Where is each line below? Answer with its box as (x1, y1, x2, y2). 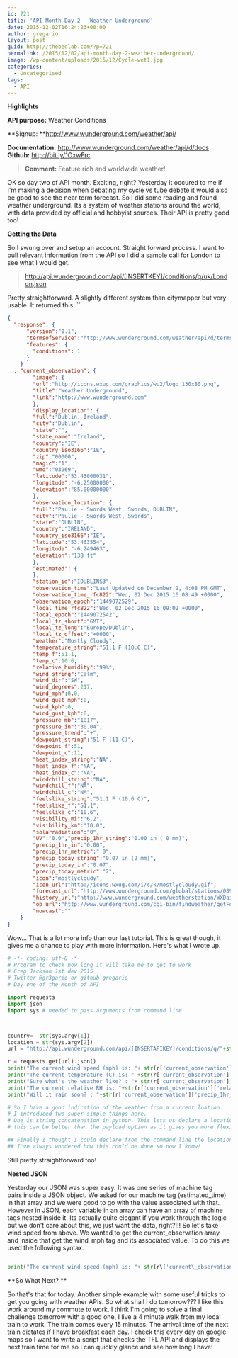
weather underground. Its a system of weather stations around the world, (7, 201, 221, 210)
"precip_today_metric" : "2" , (33, 868, 115, 875)
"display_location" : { (33, 407, 100, 414)
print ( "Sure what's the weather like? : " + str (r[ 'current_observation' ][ (7, 1077, 233, 1085)
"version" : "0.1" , (25, 328, 78, 335)
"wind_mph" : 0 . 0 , (33, 690, 81, 698)
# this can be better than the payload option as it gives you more (7, 1124, 214, 1131)
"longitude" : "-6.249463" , (33, 545, 110, 553)
